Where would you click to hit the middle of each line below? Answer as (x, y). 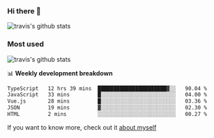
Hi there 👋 (24, 11)
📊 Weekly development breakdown (60, 73)
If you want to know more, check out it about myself (82, 127)
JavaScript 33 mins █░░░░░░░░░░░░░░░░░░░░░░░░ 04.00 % (107, 95)
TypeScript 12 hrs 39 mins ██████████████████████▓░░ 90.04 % (107, 88)
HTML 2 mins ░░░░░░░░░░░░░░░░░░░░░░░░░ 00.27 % (107, 114)
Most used (25, 44)
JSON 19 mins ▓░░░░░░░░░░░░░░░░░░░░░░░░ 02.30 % (107, 108)
